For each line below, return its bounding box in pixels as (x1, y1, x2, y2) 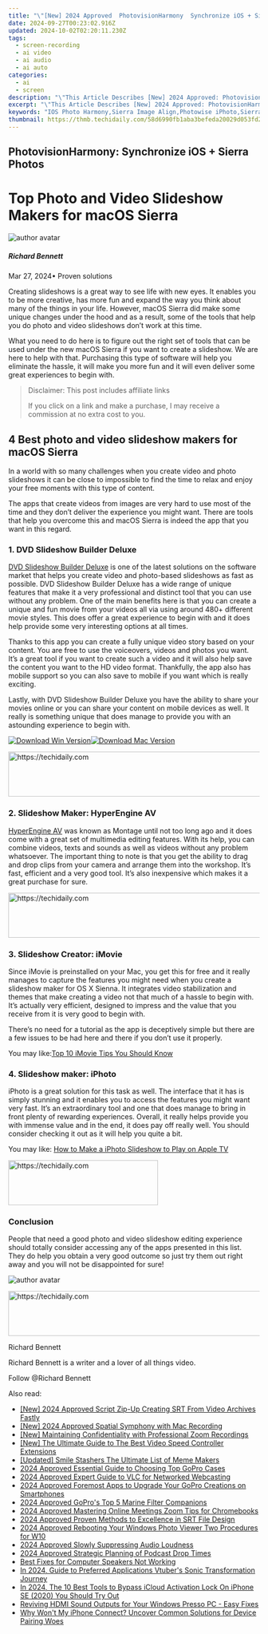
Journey (19, 1574, 48, 1584)
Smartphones (19, 1490, 65, 1499)
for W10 (19, 1532, 46, 1541)
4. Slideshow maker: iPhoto (8, 1068, 117, 1079)
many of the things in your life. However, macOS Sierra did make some (8, 304, 241, 314)
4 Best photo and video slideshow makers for (8, 433, 238, 446)
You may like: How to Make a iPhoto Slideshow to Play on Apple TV (8, 1145, 229, 1154)
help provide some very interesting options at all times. (8, 622, 189, 631)
